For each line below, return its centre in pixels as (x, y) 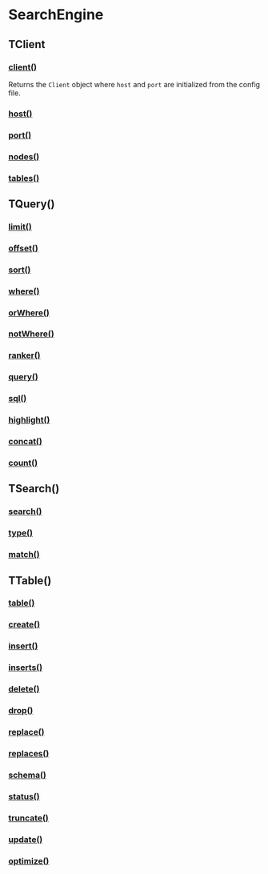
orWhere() (29, 312)
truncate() (29, 818)
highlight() (29, 420)
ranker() (24, 355)
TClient (27, 44)
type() (21, 533)
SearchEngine (56, 15)
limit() (20, 227)
